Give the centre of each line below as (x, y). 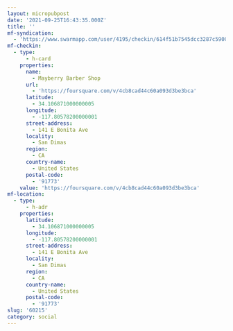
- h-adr (37, 207)
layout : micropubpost (38, 14)
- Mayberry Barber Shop (66, 78)
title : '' (21, 26)
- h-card (38, 59)
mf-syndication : (31, 33)
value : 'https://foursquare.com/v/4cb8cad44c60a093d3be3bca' (110, 188)
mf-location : (26, 194)
